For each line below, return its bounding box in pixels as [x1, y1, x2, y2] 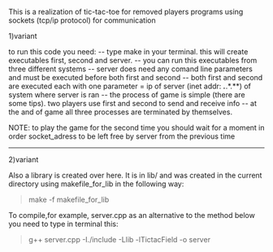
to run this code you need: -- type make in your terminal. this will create [8, 47, 249, 56]
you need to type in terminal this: [8, 219, 119, 229]
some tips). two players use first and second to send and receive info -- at [8, 99, 258, 108]
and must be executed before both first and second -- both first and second [8, 73, 263, 82]
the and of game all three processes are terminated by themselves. [8, 107, 233, 117]
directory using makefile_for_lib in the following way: [8, 179, 184, 189]
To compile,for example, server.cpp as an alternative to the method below [8, 211, 256, 220]
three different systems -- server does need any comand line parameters [8, 64, 253, 74]
